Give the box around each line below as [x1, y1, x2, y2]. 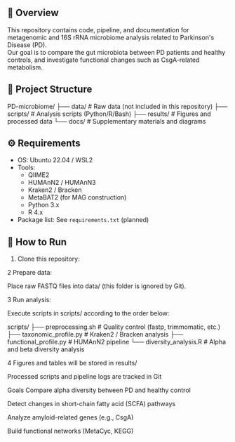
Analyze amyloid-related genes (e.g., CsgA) [7, 413, 134, 422]
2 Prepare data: [7, 268, 53, 277]
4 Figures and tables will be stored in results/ [7, 359, 137, 368]
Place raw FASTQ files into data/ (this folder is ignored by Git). [7, 282, 187, 290]
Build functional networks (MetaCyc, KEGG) [7, 427, 134, 436]
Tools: [17, 163, 36, 172]
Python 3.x [27, 201, 60, 209]
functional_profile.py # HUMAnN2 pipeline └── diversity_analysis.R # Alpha [7, 338, 227, 346]
